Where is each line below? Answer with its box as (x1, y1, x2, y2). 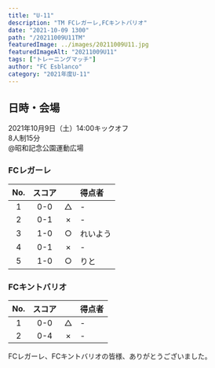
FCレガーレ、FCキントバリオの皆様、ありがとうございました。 (8, 351, 212, 361)
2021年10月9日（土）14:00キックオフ (8, 124, 129, 133)
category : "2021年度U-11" (8, 70, 90, 78)
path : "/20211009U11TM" (8, 33, 86, 42)
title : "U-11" (8, 11, 55, 20)
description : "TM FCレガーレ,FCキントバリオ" (8, 19, 148, 27)
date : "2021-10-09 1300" (8, 26, 89, 34)
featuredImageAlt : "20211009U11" (8, 48, 118, 56)
